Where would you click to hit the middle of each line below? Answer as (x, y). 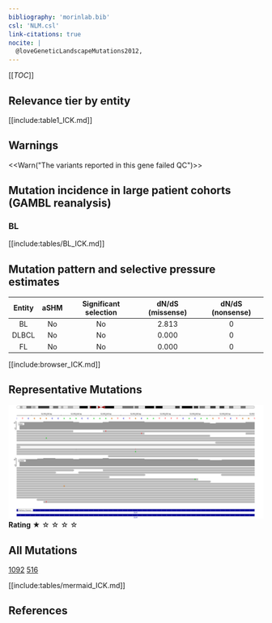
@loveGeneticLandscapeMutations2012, (79, 51)
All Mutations (43, 550)
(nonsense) (232, 312)
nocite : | (25, 43)
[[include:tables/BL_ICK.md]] (57, 244)
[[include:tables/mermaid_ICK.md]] (67, 586)
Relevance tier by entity (70, 101)
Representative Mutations (75, 390)
